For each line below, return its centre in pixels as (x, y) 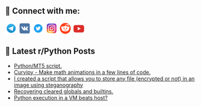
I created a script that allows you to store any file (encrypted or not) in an (104, 78)
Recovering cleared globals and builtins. (63, 91)
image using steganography (48, 85)
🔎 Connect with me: (42, 11)
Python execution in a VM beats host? (61, 97)
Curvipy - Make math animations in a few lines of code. (82, 72)
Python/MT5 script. (38, 66)
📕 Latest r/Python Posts (50, 51)
